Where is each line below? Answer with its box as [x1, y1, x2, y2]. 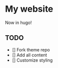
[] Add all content [12, 52, 47, 58]
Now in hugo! [5, 20, 32, 25]
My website [5, 3, 54, 15]
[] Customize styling [12, 57, 53, 63]
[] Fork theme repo [12, 46, 50, 52]
